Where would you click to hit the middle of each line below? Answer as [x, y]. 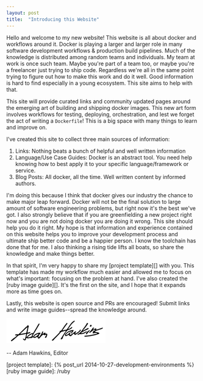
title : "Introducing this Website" [53, 19]
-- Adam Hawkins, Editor [37, 353]
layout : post [23, 13]
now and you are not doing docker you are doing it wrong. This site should [100, 221]
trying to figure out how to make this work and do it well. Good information [100, 76]
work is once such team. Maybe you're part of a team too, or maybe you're [101, 64]
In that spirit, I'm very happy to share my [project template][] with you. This [100, 265]
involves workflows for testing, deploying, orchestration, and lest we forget [100, 114]
